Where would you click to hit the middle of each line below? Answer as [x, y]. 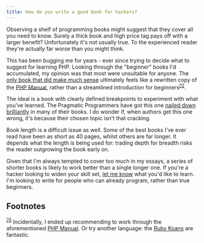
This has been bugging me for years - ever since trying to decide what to [98, 60]
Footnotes [26, 206]
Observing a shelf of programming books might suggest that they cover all [100, 29]
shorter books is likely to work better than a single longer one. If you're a [97, 168]
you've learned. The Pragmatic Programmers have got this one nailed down [101, 105]
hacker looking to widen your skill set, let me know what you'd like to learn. [100, 174]
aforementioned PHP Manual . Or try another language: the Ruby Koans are [100, 228]
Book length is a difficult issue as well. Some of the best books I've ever [97, 130]
